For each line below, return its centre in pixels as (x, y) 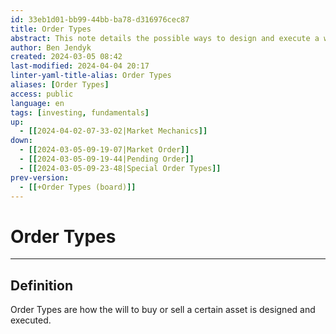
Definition (41, 285)
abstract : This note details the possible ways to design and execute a (165, 38)
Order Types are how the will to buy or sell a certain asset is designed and (163, 310)
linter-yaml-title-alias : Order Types (91, 76)
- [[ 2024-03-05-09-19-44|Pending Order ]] (107, 159)
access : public (42, 94)
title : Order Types (51, 29)
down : (21, 141)
